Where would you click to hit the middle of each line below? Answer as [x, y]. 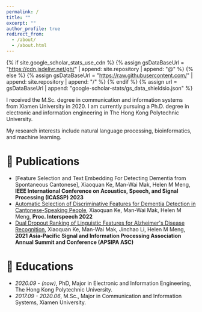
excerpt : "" [21, 23]
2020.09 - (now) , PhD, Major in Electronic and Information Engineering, [103, 283]
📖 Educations [40, 266]
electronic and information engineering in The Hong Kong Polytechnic [93, 113]
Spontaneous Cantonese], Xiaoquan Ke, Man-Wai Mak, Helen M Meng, [103, 184]
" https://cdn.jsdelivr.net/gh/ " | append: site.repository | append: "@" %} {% [100, 69]
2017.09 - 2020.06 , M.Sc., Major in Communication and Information [98, 296]
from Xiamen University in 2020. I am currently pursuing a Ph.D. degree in [98, 106]
